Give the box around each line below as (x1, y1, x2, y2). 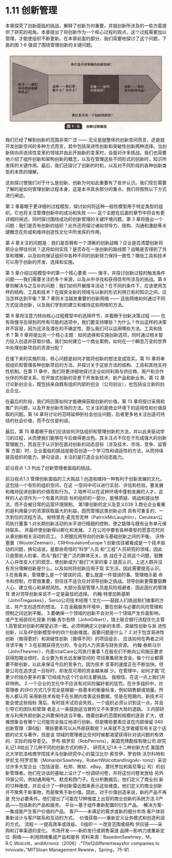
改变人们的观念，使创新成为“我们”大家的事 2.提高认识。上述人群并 (18, 559, 158, 565)
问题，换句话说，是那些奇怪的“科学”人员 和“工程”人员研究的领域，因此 (14, 546, 163, 552)
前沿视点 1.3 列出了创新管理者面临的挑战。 (5, 465, 95, 471)
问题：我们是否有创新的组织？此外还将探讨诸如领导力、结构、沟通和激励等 (5, 222, 162, 228)
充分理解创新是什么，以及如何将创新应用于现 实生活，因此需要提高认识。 (9, 565, 164, 571)
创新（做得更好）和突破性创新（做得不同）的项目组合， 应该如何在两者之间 (5, 635, 164, 642)
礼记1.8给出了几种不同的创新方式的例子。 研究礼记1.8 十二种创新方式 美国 (5, 744, 160, 750)
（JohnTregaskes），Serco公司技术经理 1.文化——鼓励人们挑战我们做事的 (5, 597, 160, 603)
